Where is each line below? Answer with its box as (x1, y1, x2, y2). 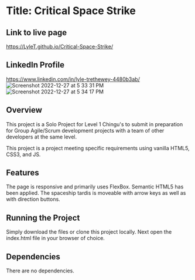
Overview (6, 105, 43, 115)
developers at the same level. (6, 133, 77, 140)
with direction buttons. (6, 195, 60, 203)
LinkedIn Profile (6, 60, 64, 70)
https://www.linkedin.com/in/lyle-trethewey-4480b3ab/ (6, 75, 141, 83)
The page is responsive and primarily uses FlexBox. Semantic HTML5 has (6, 183, 184, 190)
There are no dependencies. (6, 267, 74, 274)
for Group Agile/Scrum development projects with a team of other (6, 127, 165, 134)
